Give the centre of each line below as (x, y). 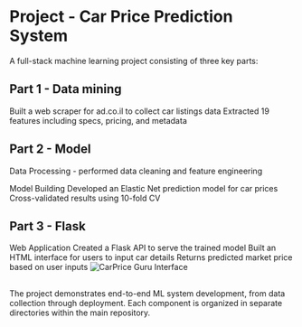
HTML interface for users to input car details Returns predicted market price (151, 257)
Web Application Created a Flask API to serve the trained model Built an (143, 248)
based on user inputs (49, 267)
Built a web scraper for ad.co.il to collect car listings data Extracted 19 (139, 111)
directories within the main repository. (80, 313)
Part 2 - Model (51, 149)
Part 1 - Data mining (66, 89)
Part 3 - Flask (47, 226)
